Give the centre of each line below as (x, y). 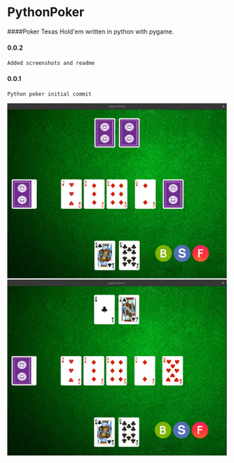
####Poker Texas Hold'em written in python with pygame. (91, 31)
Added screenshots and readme (51, 64)
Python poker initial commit (49, 94)
